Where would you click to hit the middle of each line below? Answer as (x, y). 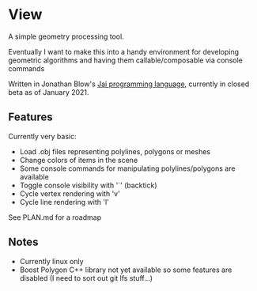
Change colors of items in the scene (79, 160)
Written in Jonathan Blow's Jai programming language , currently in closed (129, 84)
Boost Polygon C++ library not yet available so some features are (126, 270)
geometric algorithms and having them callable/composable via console (126, 60)
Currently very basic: (42, 136)
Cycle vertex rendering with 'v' (70, 193)
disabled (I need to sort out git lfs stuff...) (86, 278)
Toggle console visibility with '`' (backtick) (88, 185)
